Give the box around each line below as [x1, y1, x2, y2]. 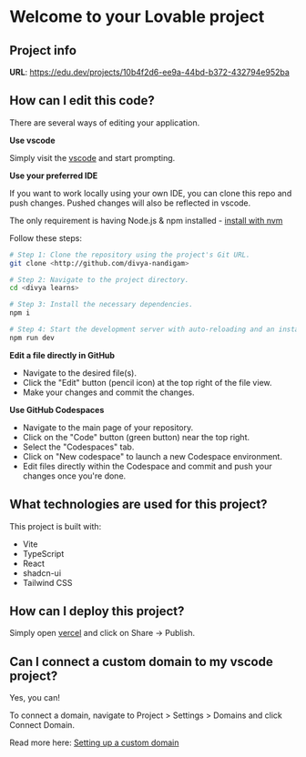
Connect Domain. [9, 720, 76, 731]
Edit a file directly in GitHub [9, 349, 116, 360]
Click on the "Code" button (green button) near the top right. [22, 431, 250, 442]
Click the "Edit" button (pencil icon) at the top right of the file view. [22, 377, 272, 388]
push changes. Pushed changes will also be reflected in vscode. [9, 197, 251, 208]
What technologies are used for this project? [9, 497, 268, 512]
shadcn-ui [22, 567, 62, 579]
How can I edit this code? [9, 93, 155, 108]
